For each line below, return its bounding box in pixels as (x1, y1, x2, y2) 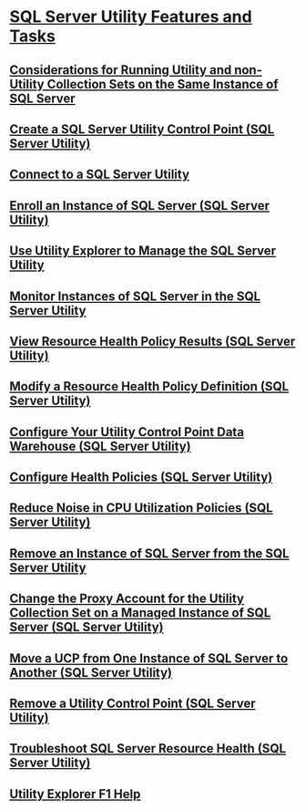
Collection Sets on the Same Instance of (46, 76, 280, 92)
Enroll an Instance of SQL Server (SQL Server (9, 198, 270, 213)
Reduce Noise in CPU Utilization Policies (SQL (9, 500, 273, 516)
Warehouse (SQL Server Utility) (9, 438, 191, 453)
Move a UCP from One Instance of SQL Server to (9, 650, 289, 666)
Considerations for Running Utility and (9, 62, 232, 78)
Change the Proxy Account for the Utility (9, 591, 244, 607)
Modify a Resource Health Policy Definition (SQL (9, 379, 290, 394)
